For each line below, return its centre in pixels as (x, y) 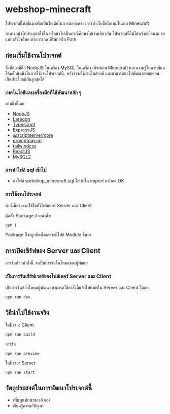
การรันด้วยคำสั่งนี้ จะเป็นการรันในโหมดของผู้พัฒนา (47, 263)
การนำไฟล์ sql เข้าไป (26, 170)
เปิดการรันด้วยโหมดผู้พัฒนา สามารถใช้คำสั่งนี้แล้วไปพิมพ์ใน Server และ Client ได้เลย (77, 287)
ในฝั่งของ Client (20, 325)
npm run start (20, 372)
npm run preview (22, 353)
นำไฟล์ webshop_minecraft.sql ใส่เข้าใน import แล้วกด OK (68, 181)
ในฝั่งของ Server (21, 363)
